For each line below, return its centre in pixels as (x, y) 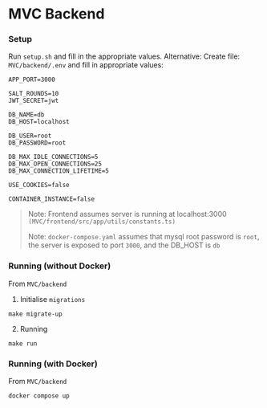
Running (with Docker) (53, 364)
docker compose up (39, 396)
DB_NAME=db (26, 115)
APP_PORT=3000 (32, 80)
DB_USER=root (30, 136)
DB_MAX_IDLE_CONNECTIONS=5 (53, 157)
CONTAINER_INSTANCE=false (51, 199)
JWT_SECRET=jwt (34, 101)
